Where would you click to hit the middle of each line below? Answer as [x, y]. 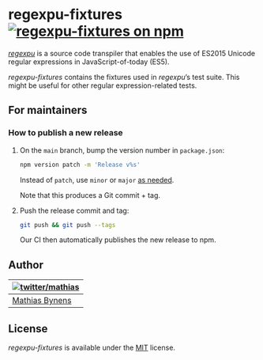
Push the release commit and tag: [74, 210]
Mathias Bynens [42, 301]
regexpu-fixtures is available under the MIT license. [92, 347]
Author [26, 265]
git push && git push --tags [68, 225]
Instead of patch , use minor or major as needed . [97, 180]
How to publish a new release [66, 133]
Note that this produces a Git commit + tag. [90, 195]
